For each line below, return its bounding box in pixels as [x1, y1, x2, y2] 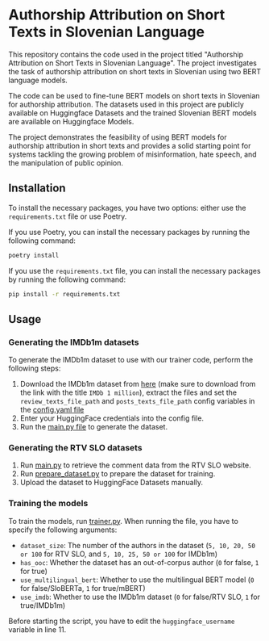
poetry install [8, 251, 60, 259]
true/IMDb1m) [19, 600, 66, 610]
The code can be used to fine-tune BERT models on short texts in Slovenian [8, 90, 260, 100]
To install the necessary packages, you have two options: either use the [8, 203, 246, 212]
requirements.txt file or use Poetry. [8, 212, 127, 221]
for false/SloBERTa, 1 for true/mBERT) [19, 583, 146, 593]
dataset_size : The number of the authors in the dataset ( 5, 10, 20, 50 [19, 540, 256, 550]
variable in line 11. [8, 624, 67, 635]
